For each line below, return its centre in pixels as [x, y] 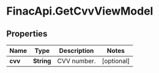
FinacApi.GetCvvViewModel [80, 11]
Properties [27, 34]
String [42, 61]
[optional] [116, 61]
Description [76, 51]
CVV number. [76, 61]
